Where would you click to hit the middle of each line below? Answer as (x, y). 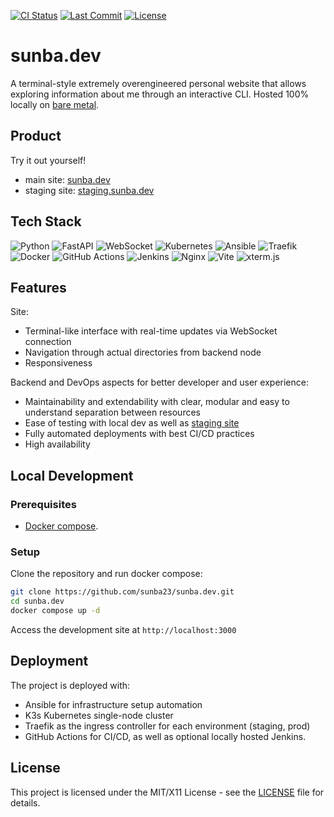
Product (36, 136)
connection (48, 342)
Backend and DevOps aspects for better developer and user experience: (159, 382)
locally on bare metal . (55, 104)
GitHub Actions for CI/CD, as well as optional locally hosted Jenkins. (165, 736)
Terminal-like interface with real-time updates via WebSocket (151, 331)
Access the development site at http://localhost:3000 (123, 629)
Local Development (72, 475)
